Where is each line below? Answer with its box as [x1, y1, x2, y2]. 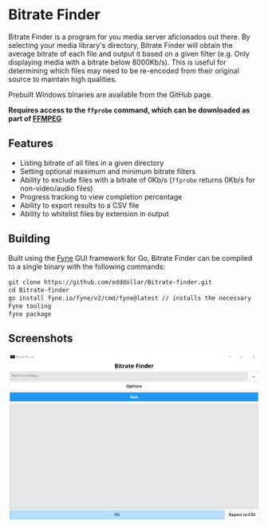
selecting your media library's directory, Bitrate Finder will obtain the [8, 40, 233, 49]
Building [8, 232, 50, 246]
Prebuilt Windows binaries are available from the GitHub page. [8, 89, 213, 99]
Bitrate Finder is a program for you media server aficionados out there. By [8, 32, 250, 41]
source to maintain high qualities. [8, 74, 117, 84]
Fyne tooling [8, 301, 52, 310]
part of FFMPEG [8, 113, 62, 123]
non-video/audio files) [19, 183, 93, 193]
